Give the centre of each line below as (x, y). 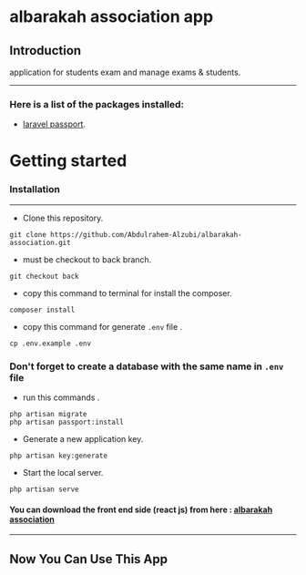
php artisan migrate (49, 415)
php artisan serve (44, 489)
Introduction (46, 51)
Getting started (68, 161)
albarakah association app (112, 17)
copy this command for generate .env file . (102, 326)
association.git (40, 242)
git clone (28, 234)
